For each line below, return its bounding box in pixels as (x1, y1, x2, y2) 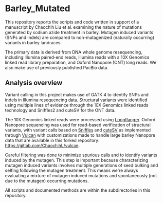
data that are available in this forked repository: (5, 137, 100, 143)
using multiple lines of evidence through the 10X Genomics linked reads (5, 102, 148, 108)
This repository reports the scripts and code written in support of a (5, 19, 139, 25)
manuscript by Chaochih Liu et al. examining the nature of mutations (5, 24, 142, 30)
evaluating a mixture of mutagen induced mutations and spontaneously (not (5, 172, 157, 178)
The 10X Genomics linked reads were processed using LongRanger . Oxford (5, 116, 156, 122)
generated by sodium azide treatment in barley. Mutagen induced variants (5, 29, 154, 35)
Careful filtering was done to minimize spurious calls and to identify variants (5, 152, 158, 158)
